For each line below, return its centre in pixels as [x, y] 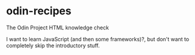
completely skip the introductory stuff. [53, 45]
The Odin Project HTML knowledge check [58, 27]
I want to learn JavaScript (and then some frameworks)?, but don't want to [98, 39]
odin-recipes [39, 11]
